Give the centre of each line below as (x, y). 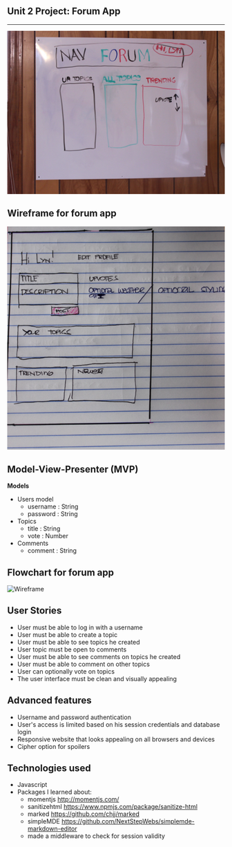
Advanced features (49, 701)
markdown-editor (52, 829)
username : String (53, 506)
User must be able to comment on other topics (84, 664)
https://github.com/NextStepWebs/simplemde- (128, 821)
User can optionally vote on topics (66, 671)
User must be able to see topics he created (78, 642)
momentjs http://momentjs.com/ (73, 799)
